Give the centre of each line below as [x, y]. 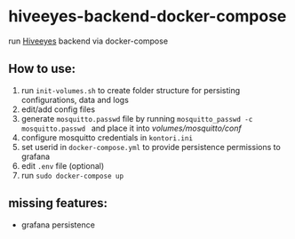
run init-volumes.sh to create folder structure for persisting [131, 90]
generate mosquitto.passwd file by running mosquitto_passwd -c [137, 118]
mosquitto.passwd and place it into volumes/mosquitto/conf [131, 128]
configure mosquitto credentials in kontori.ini [107, 137]
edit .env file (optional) [63, 165]
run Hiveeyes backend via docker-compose [88, 41]
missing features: [58, 203]
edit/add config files [58, 109]
